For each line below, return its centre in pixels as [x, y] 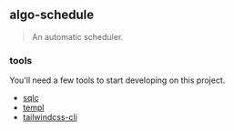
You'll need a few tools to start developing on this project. [117, 80]
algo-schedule [52, 15]
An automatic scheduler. [77, 36]
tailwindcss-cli [50, 117]
